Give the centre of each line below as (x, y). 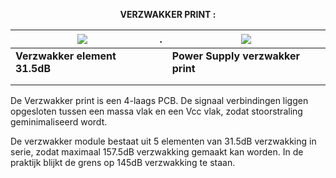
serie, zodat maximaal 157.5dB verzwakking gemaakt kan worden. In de (157, 152)
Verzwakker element (66, 56)
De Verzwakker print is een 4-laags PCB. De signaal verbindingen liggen (159, 100)
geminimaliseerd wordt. (59, 122)
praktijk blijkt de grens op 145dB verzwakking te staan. (123, 162)
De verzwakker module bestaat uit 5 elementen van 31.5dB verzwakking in (163, 141)
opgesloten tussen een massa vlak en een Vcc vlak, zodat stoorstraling (156, 111)
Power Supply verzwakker (235, 56)
